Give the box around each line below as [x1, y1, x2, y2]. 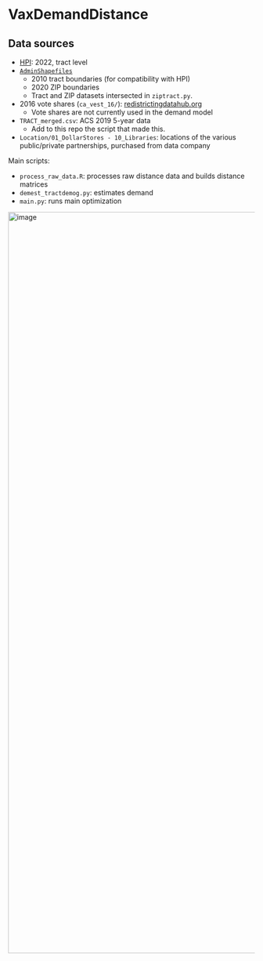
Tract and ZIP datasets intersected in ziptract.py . [31, 91, 193, 100]
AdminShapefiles [19, 67, 73, 75]
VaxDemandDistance [8, 5, 149, 24]
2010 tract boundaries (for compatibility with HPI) [31, 75, 190, 83]
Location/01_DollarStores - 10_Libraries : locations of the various [19, 133, 236, 142]
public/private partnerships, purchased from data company [19, 141, 211, 150]
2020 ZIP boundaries [31, 82, 100, 92]
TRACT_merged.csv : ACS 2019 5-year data [19, 116, 151, 125]
